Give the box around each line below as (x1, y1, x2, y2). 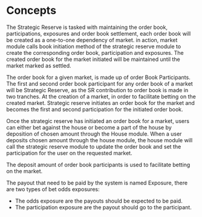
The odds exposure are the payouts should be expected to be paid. (15, 197, 183, 204)
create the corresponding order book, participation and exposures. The (6, 49, 184, 56)
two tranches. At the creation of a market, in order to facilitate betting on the (6, 93, 197, 100)
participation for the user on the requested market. (6, 149, 132, 157)
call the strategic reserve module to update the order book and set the (6, 143, 181, 150)
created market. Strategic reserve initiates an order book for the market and (6, 99, 195, 106)
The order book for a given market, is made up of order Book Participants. (6, 74, 191, 81)
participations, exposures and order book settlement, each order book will (6, 30, 191, 37)
